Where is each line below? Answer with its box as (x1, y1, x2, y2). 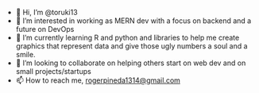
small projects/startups (15, 67, 91, 76)
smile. (15, 50, 36, 59)
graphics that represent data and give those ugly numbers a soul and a (15, 41, 248, 51)
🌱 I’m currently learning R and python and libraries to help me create (15, 33, 240, 42)
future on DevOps (15, 25, 75, 33)
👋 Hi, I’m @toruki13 (15, 8, 78, 17)
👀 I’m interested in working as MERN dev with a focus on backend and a (15, 16, 252, 25)
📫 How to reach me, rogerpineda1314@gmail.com (15, 76, 181, 85)
